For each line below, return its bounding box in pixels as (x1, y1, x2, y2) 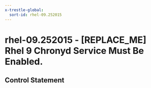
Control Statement (5, 76, 65, 84)
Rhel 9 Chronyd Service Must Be (5, 45, 144, 56)
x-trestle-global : (5, 7, 44, 13)
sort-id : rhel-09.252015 (9, 12, 62, 17)
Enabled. (5, 55, 43, 67)
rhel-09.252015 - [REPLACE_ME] (5, 34, 146, 46)
